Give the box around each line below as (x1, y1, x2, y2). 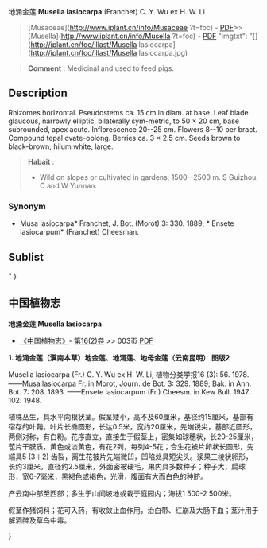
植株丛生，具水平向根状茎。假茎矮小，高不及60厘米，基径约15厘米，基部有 (8, 412, 254, 422)
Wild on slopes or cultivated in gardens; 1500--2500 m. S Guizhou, (39, 172, 258, 181)
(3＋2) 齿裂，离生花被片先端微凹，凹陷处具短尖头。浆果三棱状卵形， (28, 452, 253, 461)
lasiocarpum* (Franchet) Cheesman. (19, 227, 139, 237)
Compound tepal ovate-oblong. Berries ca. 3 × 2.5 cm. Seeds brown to (8, 133, 241, 142)
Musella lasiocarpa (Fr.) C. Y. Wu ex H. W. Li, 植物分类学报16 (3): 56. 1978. (8, 369, 250, 379)
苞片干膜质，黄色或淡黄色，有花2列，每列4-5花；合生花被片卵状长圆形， (8, 441, 248, 451)
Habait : (27, 157, 55, 166)
